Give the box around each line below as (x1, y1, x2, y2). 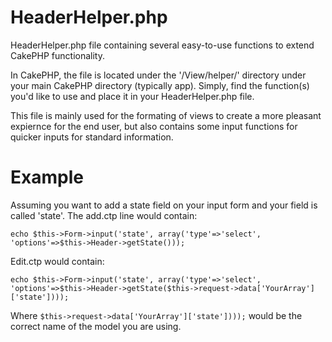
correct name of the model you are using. (10, 320, 182, 332)
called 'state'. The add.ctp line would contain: (10, 209, 198, 221)
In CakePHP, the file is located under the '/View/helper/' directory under (10, 69, 307, 81)
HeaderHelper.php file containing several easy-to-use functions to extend (10, 39, 315, 51)
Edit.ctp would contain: (10, 255, 105, 267)
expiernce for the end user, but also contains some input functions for (10, 120, 298, 132)
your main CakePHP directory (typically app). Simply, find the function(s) (10, 79, 310, 91)
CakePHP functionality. (10, 49, 105, 61)
